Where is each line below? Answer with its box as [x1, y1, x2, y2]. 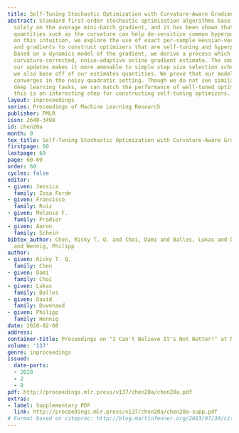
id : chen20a [7, 123, 43, 131]
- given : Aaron [7, 223, 53, 230]
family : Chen [14, 263, 53, 270]
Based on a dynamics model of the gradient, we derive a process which [14, 51, 231, 58]
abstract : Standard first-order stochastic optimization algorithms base [7, 17, 231, 24]
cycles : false [7, 169, 50, 177]
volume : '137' [7, 342, 50, 350]
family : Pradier [14, 216, 62, 223]
